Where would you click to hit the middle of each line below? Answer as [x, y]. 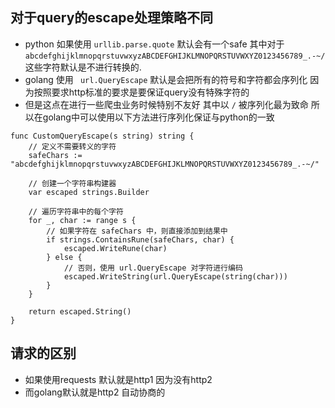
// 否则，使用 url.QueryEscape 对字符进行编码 [153, 268]
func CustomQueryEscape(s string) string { [102, 136]
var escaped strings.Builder [89, 192]
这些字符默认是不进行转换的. [83, 67]
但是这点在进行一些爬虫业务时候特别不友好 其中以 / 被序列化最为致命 [166, 104]
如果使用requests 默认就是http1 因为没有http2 [118, 379]
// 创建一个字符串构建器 [72, 183]
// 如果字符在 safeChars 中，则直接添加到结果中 [137, 231]
